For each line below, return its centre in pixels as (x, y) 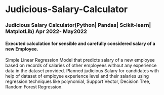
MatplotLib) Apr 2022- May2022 (46, 31)
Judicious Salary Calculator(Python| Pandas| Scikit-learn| (78, 25)
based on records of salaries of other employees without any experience (81, 65)
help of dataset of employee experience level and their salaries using (77, 76)
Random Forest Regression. (34, 87)
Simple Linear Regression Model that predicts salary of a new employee (80, 60)
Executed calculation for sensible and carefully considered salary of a (80, 43)
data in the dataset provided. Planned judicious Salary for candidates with (82, 71)
